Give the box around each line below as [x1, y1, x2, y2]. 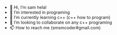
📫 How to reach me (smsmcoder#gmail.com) [9, 25, 101, 30]
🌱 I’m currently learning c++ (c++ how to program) [9, 15, 111, 20]
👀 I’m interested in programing [9, 9, 70, 15]
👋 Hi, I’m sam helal [9, 5, 47, 10]
